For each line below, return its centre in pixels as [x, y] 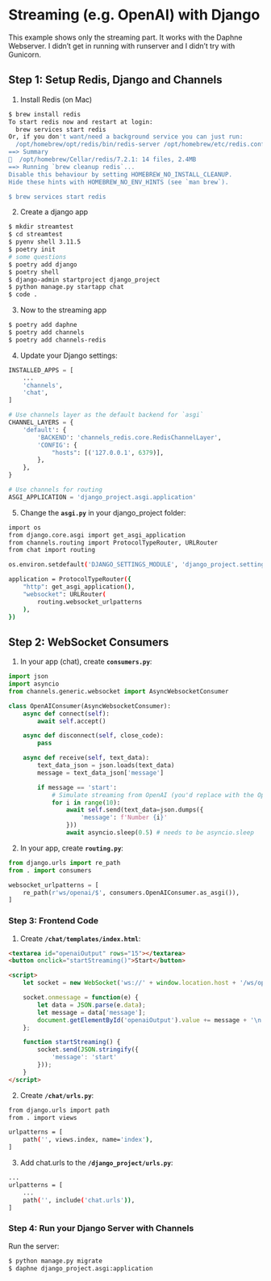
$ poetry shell [34, 272]
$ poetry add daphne [43, 325]
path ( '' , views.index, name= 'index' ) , [88, 1140]
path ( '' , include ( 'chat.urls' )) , [79, 1200]
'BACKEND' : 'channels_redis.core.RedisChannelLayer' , [129, 437]
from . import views [43, 1118]
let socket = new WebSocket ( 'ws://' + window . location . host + [129, 983]
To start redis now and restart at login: [81, 122]
